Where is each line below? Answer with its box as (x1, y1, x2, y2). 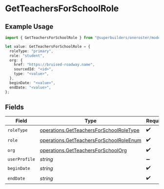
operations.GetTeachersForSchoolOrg (40, 147, 127, 154)
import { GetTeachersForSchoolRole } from (5, 35, 93, 40)
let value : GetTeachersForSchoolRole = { (5, 44, 91, 49)
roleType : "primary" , (9, 48, 54, 54)
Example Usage (5, 22, 54, 31)
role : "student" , (9, 53, 45, 58)
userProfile (7, 157, 36, 162)
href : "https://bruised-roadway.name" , (14, 62, 95, 67)
